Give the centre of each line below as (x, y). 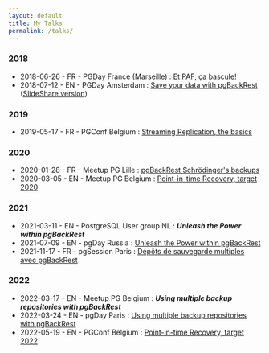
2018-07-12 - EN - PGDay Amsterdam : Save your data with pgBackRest (139, 84)
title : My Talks (35, 23)
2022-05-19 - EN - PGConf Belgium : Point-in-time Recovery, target (132, 332)
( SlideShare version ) (54, 93)
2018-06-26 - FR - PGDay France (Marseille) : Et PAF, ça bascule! (128, 76)
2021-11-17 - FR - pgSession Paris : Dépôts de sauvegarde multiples (132, 251)
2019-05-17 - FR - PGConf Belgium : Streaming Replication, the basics (136, 131)
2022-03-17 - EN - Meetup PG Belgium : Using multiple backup (126, 298)
